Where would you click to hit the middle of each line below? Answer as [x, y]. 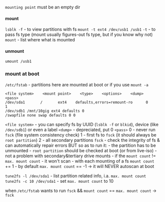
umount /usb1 [18, 62]
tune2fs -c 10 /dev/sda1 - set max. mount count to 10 [59, 181]
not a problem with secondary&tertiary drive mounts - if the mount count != [81, 156]
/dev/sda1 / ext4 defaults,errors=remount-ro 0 [77, 102]
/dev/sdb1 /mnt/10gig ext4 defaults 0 [45, 111]
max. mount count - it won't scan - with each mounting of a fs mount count [80, 161]
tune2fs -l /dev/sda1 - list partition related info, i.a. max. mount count [76, 176]
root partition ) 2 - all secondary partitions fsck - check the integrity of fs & [82, 140]
